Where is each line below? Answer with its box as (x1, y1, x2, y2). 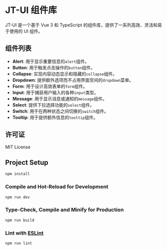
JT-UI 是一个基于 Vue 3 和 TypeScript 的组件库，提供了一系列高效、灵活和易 (5, 22, 162, 28)
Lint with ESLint (5, 230, 44, 237)
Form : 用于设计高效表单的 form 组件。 (12, 83, 88, 89)
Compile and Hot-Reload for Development (5, 183, 109, 190)
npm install (5, 171, 30, 177)
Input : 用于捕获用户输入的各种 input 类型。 (12, 89, 99, 95)
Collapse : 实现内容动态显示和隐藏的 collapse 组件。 (12, 71, 117, 77)
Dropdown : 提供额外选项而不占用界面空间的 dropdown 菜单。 (12, 77, 134, 83)
